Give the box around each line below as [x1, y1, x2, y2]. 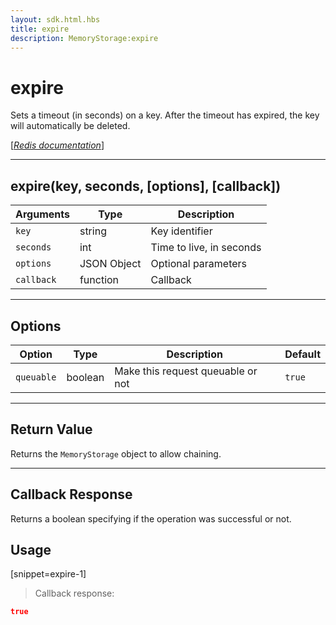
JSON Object [79, 257, 142, 271]
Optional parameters [150, 257, 248, 271]
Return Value [10, 421, 93, 438]
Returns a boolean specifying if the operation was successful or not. [10, 512, 292, 525]
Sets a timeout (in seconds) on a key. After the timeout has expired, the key [10, 109, 320, 121]
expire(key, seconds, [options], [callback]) [10, 177, 282, 195]
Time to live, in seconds [150, 241, 262, 255]
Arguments [15, 207, 70, 221]
